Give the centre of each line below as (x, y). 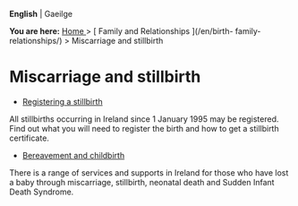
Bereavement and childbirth (73, 155)
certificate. (29, 138)
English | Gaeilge (41, 14)
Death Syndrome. (42, 192)
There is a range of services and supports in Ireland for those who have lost (149, 172)
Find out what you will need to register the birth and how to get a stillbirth (144, 128)
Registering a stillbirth (62, 101)
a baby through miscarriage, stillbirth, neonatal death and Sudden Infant (142, 182)
